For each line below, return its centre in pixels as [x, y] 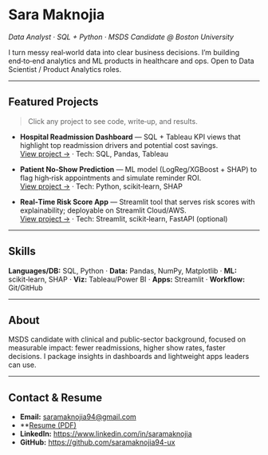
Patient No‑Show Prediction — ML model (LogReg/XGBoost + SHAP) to [138, 169]
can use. [23, 365]
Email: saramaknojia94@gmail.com [78, 417]
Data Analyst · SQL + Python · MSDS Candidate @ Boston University [121, 37]
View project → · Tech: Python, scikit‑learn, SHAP [101, 186]
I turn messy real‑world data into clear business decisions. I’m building [124, 52]
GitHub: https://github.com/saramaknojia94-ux [97, 442]
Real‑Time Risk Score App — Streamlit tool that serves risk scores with [137, 202]
